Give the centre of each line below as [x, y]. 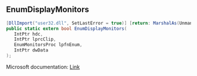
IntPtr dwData [31, 50]
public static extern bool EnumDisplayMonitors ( [67, 29]
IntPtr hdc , [28, 34]
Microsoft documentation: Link [43, 67]
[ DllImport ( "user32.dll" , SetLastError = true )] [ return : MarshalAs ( [93, 23]
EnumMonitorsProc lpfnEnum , [48, 45]
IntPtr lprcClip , [35, 39]
